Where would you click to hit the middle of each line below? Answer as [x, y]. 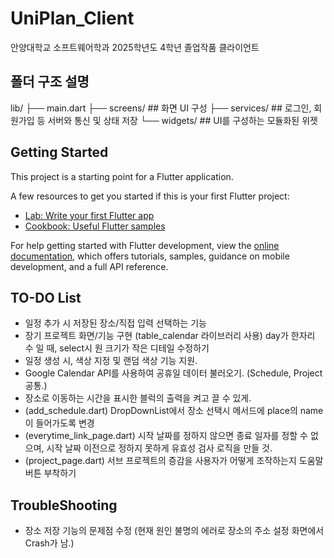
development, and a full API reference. [89, 266]
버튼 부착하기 [50, 473]
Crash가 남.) [49, 543]
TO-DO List [46, 297]
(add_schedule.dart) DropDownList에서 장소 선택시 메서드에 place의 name [174, 411]
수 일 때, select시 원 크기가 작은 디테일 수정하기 [117, 348]
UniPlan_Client [72, 18]
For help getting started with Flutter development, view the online [145, 245]
